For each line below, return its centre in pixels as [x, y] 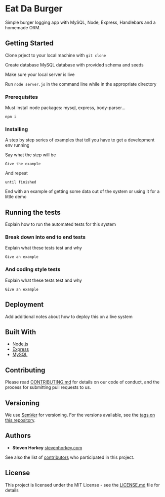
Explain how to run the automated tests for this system [61, 224]
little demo [16, 197]
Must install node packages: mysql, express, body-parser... [65, 108]
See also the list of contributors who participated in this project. [70, 457]
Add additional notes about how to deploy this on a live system [69, 316]
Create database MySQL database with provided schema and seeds [75, 64]
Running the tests [33, 212]
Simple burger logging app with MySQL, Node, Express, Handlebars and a [80, 22]
